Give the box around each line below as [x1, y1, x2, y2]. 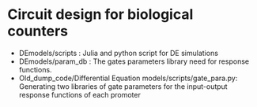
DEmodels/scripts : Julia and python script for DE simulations [18, 48, 219, 57]
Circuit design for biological [7, 6, 194, 24]
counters [7, 22, 69, 40]
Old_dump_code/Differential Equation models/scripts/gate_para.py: [18, 73, 238, 83]
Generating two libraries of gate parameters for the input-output [18, 81, 228, 91]
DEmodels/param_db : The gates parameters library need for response [18, 57, 250, 66]
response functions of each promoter [18, 90, 142, 99]
